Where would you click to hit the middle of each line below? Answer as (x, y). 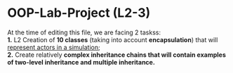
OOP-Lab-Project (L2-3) (79, 13)
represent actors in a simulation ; (54, 47)
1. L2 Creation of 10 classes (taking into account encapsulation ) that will (113, 39)
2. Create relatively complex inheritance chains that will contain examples (116, 55)
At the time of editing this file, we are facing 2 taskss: (84, 32)
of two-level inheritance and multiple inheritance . (81, 62)
